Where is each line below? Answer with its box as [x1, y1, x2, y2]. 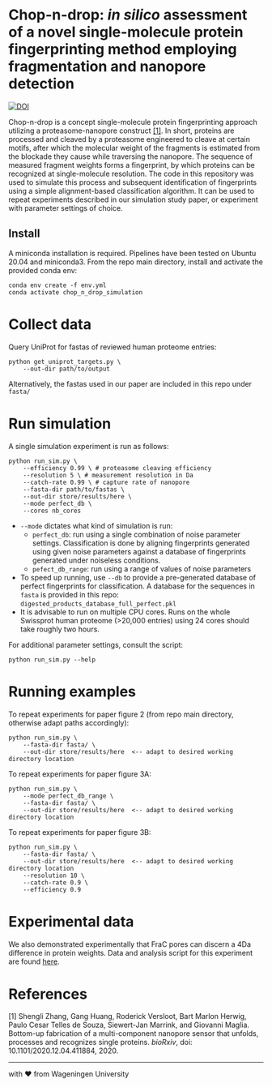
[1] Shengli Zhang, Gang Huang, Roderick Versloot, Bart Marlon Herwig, [8, 1012, 247, 1021]
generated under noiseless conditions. [32, 555, 161, 565]
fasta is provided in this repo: [19, 589, 119, 599]
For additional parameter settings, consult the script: [8, 640, 184, 649]
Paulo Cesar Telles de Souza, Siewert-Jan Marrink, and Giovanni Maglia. [8, 1020, 249, 1030]
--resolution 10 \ [23, 871, 85, 879]
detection [8, 75, 74, 93]
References [8, 985, 87, 1003]
